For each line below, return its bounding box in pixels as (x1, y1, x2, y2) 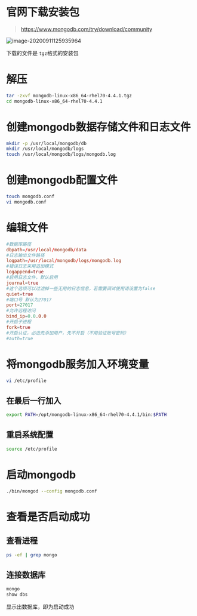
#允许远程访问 (6, 308, 36, 314)
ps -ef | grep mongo (6, 552, 58, 558)
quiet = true (6, 291, 33, 297)
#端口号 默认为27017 (6, 297, 52, 303)
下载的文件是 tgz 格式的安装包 (6, 49, 79, 57)
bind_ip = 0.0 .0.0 (6, 313, 47, 319)
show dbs (6, 592, 28, 597)
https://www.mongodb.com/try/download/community (20, 25, 153, 33)
